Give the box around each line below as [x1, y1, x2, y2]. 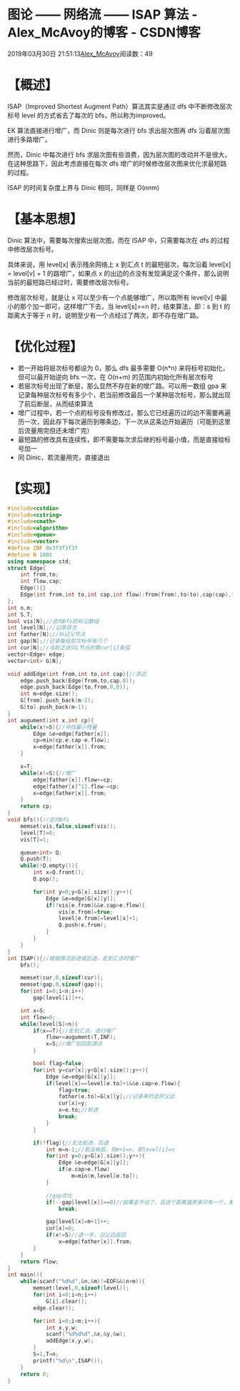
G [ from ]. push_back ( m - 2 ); [20, 697, 94, 704]
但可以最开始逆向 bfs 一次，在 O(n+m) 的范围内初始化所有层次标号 [17, 372, 214, 381]
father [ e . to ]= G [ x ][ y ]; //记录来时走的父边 [58, 1093, 175, 1100]
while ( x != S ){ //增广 [20, 769, 76, 777]
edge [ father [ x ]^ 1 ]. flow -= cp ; [33, 783, 120, 790]
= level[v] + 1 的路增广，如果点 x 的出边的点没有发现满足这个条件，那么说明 [7, 269, 229, 277]
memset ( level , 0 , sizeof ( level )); [33, 1285, 130, 1292]
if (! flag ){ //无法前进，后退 [33, 1139, 109, 1147]
